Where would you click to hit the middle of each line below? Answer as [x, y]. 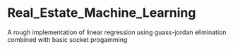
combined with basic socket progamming [67, 39]
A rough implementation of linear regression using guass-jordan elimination [117, 32]
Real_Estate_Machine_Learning [102, 13]
